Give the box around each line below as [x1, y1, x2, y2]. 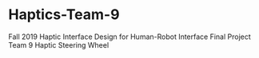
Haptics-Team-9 [8, 6, 120, 24]
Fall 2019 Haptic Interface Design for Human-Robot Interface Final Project [8, 32, 252, 41]
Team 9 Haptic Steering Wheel [8, 40, 110, 49]
